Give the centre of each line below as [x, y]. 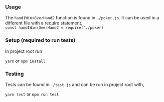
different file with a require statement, [44, 23]
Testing [14, 74]
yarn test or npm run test [32, 94]
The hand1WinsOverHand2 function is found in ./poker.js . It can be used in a [82, 18]
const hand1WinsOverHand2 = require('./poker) [54, 28]
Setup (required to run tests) [40, 40]
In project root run [24, 51]
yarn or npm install [25, 61]
